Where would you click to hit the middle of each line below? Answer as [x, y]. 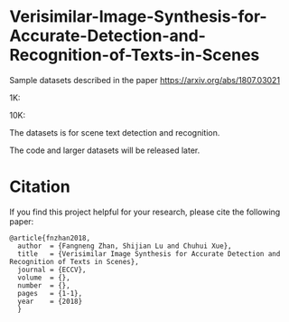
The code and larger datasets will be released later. [105, 150]
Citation [40, 187]
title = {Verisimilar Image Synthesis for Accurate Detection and [149, 254]
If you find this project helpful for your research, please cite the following [145, 212]
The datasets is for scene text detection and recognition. [115, 132]
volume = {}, [44, 278]
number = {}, [44, 285]
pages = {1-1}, [50, 293]
